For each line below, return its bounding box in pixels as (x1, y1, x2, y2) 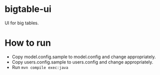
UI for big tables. (4, 20, 39, 26)
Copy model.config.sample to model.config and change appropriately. (11, 54, 156, 60)
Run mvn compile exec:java (11, 64, 68, 70)
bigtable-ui (4, 3, 52, 15)
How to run (4, 37, 51, 49)
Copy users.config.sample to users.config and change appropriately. (11, 59, 154, 65)
